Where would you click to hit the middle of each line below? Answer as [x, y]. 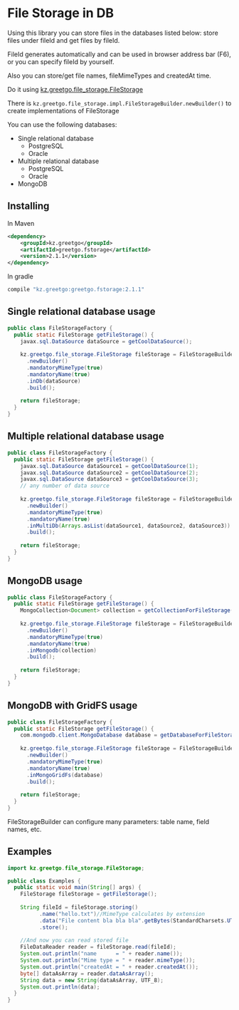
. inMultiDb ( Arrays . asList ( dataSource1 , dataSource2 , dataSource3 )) [128, 526]
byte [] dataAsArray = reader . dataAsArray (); [87, 974]
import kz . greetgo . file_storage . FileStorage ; [76, 868]
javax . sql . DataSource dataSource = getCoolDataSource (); [106, 341]
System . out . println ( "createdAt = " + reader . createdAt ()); [110, 967]
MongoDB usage [45, 581]
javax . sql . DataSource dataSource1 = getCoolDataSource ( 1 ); [110, 466]
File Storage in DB [61, 13]
